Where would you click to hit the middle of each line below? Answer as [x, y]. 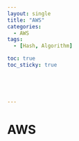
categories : [24, 26]
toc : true [21, 59]
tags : [15, 40]
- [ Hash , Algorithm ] [43, 46]
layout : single [29, 14]
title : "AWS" [26, 20]
